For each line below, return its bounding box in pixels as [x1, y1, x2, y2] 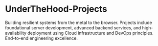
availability [5, 30, 27, 36]
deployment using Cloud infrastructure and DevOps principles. [27, 30, 154, 36]
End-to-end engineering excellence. [5, 35, 78, 41]
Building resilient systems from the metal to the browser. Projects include [5, 20, 153, 25]
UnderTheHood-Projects [5, 3, 108, 15]
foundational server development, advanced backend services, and [5, 24, 141, 30]
